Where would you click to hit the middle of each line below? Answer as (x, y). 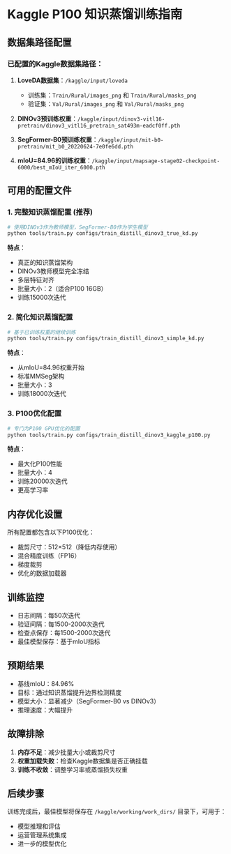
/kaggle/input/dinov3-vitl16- (121, 119)
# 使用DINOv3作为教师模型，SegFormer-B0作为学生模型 (77, 227)
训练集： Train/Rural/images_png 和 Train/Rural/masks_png (112, 95)
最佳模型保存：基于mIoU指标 (59, 641)
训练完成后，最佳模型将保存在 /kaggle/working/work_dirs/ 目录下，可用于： (117, 811)
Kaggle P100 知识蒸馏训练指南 (95, 14)
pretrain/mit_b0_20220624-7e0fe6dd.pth (75, 146)
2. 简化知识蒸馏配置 (40, 317)
